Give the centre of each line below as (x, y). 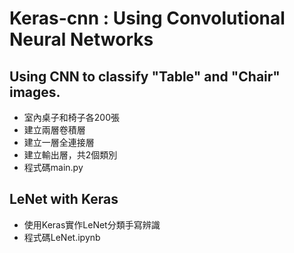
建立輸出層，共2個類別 (70, 155)
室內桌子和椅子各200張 (71, 117)
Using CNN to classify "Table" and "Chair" (145, 76)
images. (35, 92)
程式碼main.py (53, 167)
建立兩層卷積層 (54, 130)
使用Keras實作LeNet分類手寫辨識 (92, 224)
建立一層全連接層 (59, 142)
